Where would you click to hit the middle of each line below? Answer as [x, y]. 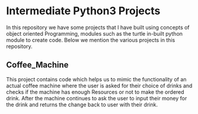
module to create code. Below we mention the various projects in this [91, 40]
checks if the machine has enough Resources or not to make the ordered [95, 92]
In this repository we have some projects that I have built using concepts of [98, 27]
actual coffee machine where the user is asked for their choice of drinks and [99, 85]
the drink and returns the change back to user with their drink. [82, 104]
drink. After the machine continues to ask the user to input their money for [97, 98]
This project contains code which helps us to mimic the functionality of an [96, 79]
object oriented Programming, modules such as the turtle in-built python [94, 33]
